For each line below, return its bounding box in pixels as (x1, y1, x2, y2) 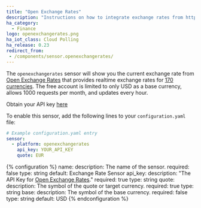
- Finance (11, 25, 36, 32)
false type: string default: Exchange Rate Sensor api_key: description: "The (6, 170, 191, 177)
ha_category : (6, 20, 39, 26)
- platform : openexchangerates (11, 141, 90, 147)
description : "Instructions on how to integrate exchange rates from (6, 14, 184, 20)
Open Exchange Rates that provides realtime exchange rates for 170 (6, 76, 173, 83)
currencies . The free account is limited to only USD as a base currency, (6, 82, 182, 90)
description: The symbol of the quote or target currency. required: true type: (6, 182, 194, 189)
